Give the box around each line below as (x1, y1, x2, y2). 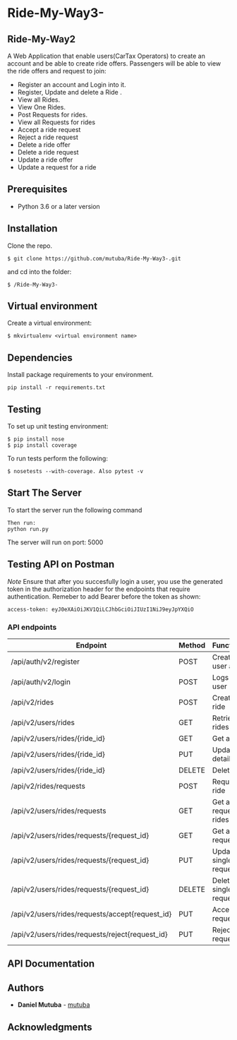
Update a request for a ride (17, 163, 97, 171)
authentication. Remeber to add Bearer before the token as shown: (7, 592, 201, 601)
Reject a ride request (17, 133, 79, 141)
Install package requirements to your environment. (7, 371, 154, 379)
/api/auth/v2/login (11, 676, 71, 686)
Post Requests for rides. (17, 111, 88, 119)
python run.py (7, 525, 49, 532)
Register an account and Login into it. (17, 80, 126, 89)
